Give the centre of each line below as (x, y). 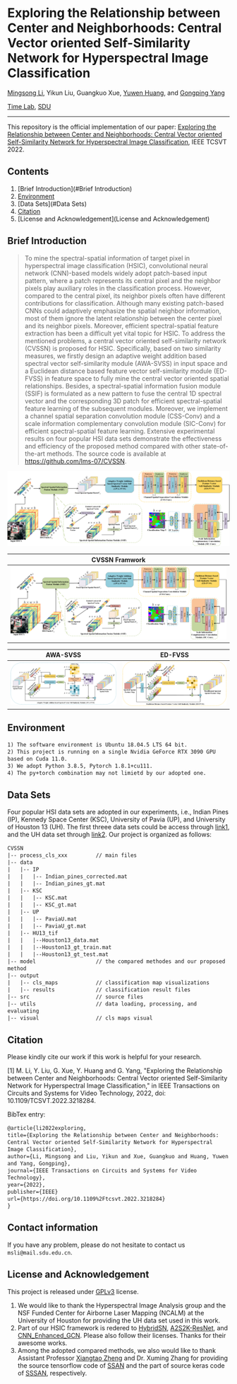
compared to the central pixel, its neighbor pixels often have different (125, 296)
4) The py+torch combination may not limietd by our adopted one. (107, 773)
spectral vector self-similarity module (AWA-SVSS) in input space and (126, 363)
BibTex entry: (26, 1114)
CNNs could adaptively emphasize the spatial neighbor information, (123, 311)
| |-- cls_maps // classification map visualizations (109, 983)
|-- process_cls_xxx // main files (72, 855)
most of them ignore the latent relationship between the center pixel (123, 318)
